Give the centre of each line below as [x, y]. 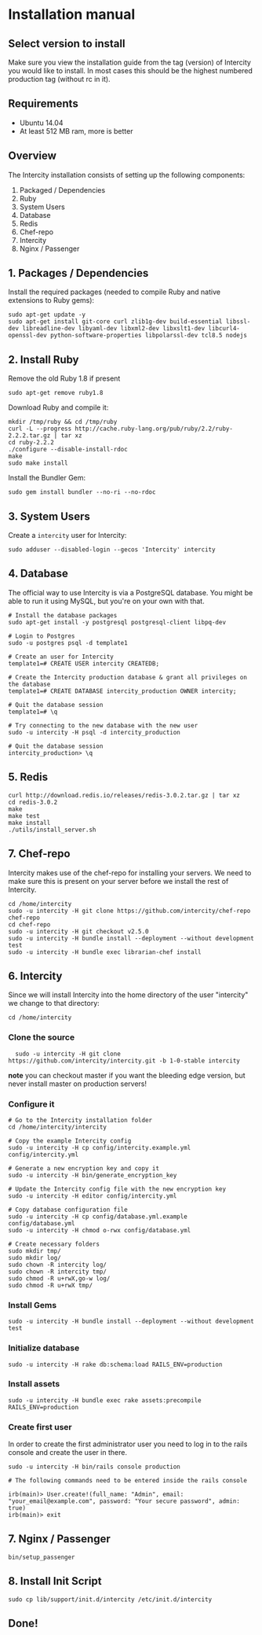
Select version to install [67, 44]
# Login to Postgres [42, 636]
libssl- [238, 322]
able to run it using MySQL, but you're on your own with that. [107, 601]
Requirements [43, 104]
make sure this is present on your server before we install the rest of [118, 881]
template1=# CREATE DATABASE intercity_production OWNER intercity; [122, 691]
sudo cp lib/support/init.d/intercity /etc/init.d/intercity [110, 1599]
